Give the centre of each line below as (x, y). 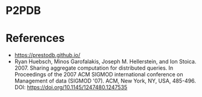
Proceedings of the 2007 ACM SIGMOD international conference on (99, 75)
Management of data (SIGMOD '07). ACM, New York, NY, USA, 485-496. (105, 81)
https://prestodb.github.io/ (47, 55)
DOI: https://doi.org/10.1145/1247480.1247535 (71, 87)
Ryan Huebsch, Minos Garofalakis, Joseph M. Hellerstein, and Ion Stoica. (106, 62)
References (35, 38)
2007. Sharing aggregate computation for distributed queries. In (94, 68)
